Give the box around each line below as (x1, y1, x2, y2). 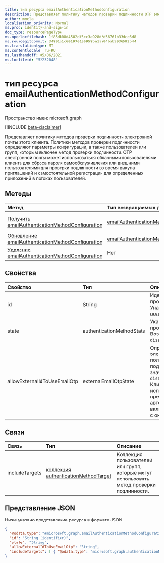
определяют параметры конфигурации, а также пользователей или (5, 145, 146, 150)
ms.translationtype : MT (5, 43, 54, 48)
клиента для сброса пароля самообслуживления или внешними (5, 160, 140, 166)
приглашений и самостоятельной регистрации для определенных (5, 170, 143, 176)
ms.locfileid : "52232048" (5, 57, 58, 62)
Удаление (7, 247, 31, 253)
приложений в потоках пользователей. (5, 175, 86, 181)
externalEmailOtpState (82, 378, 134, 385)
